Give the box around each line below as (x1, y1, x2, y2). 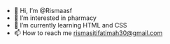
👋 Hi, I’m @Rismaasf (13, 7, 72, 14)
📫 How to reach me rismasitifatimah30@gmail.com (13, 29, 163, 37)
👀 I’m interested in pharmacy (13, 14, 97, 22)
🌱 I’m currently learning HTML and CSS (13, 21, 127, 29)
